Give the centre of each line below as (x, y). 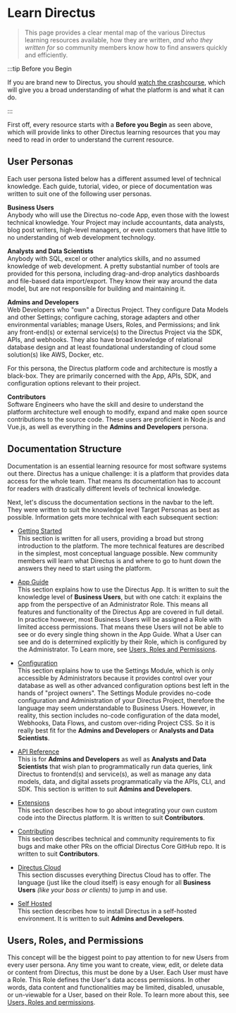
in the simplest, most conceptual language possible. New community (118, 553)
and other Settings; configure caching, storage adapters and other (104, 317)
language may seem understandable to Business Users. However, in (116, 708)
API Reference (38, 751)
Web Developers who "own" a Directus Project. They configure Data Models (118, 309)
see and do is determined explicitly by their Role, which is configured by (122, 641)
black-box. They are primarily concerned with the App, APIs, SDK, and (109, 376)
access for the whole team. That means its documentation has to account (114, 481)
